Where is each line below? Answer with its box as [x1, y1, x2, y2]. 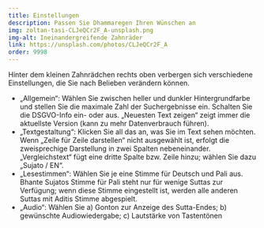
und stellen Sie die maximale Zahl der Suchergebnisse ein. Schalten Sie [19, 102, 253, 111]
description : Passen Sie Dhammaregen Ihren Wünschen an [8, 19, 196, 27]
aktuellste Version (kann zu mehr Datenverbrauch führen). [19, 119, 209, 128]
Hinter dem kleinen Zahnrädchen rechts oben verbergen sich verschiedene [8, 70, 253, 79]
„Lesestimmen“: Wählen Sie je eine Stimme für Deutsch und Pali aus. [19, 169, 243, 178]
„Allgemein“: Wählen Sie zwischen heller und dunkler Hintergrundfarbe [19, 94, 251, 103]
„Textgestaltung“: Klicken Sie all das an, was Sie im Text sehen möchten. [19, 127, 256, 136]
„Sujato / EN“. [19, 161, 64, 170]
